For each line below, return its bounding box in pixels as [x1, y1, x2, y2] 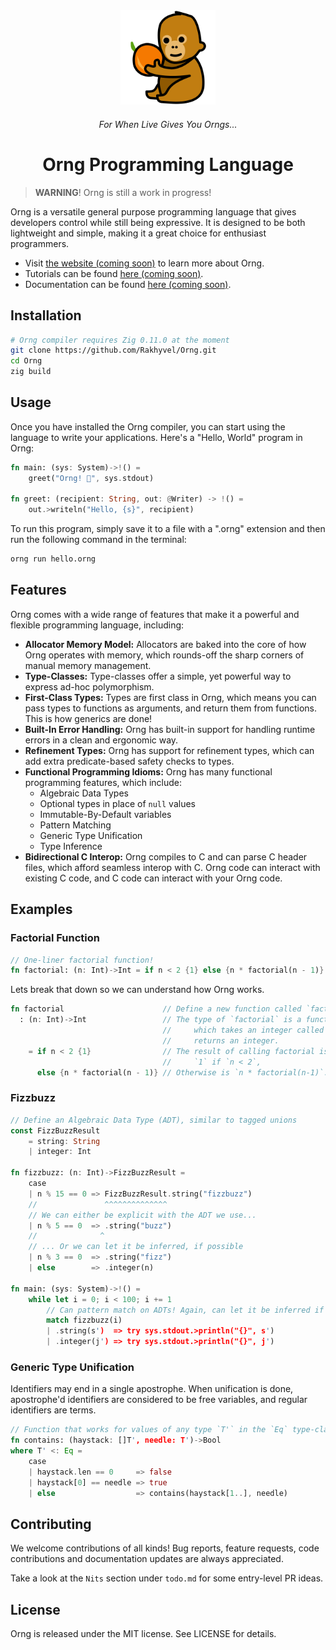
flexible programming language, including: [10, 619, 185, 631]
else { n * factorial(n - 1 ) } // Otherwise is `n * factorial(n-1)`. [36, 1067, 329, 1078]
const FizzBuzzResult [10, 1125, 101, 1136]
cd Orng [10, 356, 43, 366]
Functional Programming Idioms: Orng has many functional [24, 765, 273, 778]
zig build [10, 367, 52, 377]
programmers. [10, 237, 70, 249]
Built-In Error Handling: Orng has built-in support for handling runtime [24, 723, 316, 735]
